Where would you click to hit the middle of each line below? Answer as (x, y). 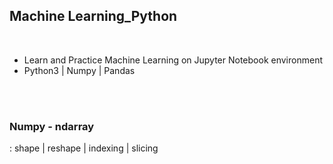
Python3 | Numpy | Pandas (79, 70)
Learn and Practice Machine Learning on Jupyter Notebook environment (173, 60)
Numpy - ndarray (52, 126)
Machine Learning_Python (93, 16)
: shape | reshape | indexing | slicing (84, 148)
